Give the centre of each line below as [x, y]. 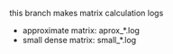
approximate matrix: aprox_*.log [81, 30]
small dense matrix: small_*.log [79, 40]
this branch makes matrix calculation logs [86, 13]
